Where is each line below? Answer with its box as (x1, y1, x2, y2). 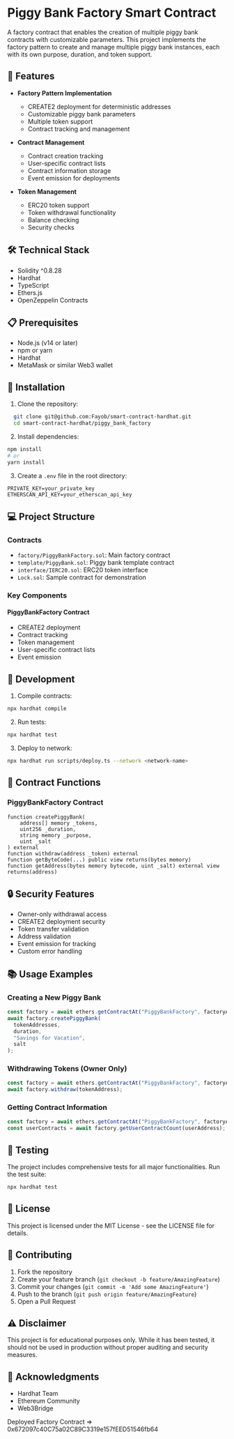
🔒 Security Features (7, 888, 95, 900)
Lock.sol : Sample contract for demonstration (17, 573, 146, 581)
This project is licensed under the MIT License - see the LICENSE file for (7, 1221, 214, 1230)
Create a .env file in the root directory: (17, 471, 127, 480)
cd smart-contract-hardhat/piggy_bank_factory (13, 420, 151, 427)
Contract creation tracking (27, 151, 104, 160)
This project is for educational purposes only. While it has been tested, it (7, 1336, 215, 1344)
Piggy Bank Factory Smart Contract (7, 5, 217, 21)
